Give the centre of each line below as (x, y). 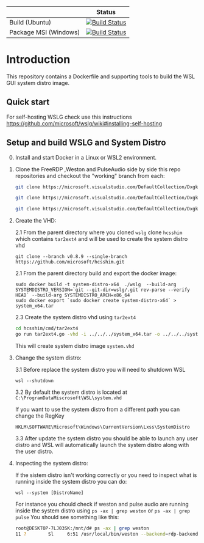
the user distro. (34, 451)
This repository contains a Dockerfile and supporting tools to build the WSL (101, 76)
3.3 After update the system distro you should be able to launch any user (106, 438)
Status (106, 12)
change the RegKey (40, 416)
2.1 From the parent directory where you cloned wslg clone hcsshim (99, 232)
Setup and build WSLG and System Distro (86, 143)
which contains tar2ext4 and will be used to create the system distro (101, 239)
